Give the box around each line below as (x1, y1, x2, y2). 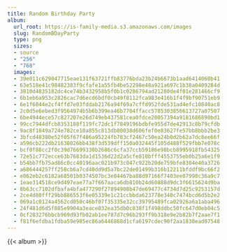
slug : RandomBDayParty (13, 29, 80, 37)
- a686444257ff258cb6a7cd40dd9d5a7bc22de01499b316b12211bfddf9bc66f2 (13, 165, 220, 173)
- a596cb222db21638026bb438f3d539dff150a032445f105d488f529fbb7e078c (13, 140, 220, 147)
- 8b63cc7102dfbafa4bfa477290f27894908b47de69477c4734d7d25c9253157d (13, 186, 220, 193)
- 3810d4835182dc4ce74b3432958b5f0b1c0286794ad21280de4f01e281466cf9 (13, 88, 220, 95)
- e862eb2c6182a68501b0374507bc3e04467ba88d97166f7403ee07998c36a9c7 (13, 172, 220, 179)
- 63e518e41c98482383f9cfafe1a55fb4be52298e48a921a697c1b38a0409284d (13, 82, 220, 89)
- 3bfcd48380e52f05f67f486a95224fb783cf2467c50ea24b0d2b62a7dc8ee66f (13, 133, 220, 140)
